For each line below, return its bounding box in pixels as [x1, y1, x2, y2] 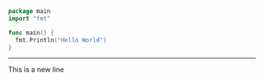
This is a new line [8, 65, 64, 75]
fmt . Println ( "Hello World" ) [15, 36, 108, 44]
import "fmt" [8, 14, 51, 23]
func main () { [8, 28, 55, 37]
